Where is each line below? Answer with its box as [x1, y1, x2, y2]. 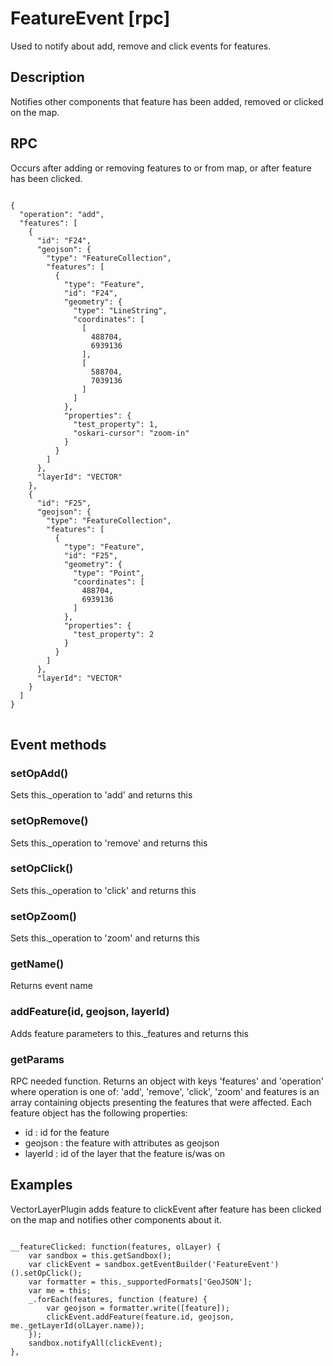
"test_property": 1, [73, 419, 159, 429]
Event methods [10, 736, 107, 753]
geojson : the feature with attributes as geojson [24, 1137, 220, 1149]
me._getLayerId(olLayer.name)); [10, 1320, 145, 1331]
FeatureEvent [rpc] [10, 7, 171, 30]
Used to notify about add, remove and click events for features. [10, 40, 272, 52]
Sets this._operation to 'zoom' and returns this [10, 932, 200, 944]
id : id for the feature [24, 1127, 110, 1139]
